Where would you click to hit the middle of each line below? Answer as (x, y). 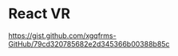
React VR (39, 14)
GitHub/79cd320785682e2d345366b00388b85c (89, 43)
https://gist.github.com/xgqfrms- (63, 35)
